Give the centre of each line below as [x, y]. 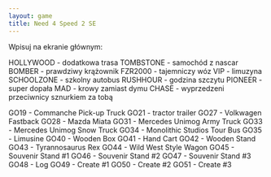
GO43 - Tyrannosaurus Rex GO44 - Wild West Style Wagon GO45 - [121, 147]
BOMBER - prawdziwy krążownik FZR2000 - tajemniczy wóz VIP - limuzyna [135, 71]
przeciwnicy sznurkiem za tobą [61, 97]
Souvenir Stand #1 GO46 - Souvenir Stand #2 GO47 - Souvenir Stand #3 [130, 156]
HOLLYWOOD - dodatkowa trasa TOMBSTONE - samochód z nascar [123, 63]
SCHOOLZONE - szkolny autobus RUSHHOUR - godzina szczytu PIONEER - [135, 80]
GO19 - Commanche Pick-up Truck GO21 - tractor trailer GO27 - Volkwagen [135, 112]
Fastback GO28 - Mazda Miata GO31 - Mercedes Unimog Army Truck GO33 [135, 121]
